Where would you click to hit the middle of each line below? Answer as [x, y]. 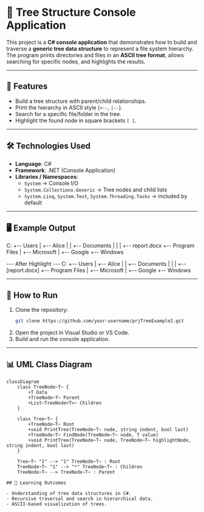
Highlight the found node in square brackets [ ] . [76, 120]
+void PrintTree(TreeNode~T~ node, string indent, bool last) [108, 429]
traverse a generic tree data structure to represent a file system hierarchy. [100, 49]
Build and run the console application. [63, 339]
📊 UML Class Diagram [49, 365]
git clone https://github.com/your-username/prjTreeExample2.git [99, 321]
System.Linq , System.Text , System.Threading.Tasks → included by [106, 196]
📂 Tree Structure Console [71, 12]
